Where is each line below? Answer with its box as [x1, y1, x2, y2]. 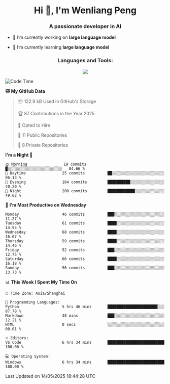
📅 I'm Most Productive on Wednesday [5, 201, 86, 208]
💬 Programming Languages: [5, 299, 60, 305]
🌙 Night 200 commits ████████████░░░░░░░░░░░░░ [5, 188, 165, 193]
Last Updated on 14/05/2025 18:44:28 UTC [5, 373, 95, 379]
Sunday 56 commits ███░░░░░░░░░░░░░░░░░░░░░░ [5, 265, 165, 270]
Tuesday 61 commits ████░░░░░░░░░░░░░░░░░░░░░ [5, 220, 165, 226]
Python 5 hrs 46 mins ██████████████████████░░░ [5, 304, 165, 309]
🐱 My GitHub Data [5, 88, 46, 94]
